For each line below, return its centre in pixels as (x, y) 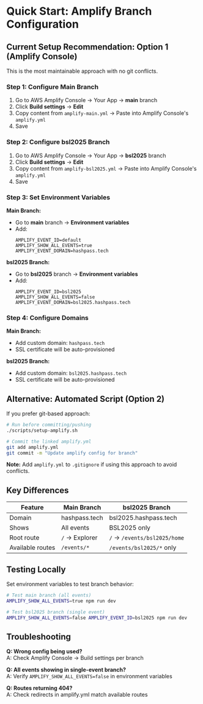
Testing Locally (36, 569)
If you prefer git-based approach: (48, 413)
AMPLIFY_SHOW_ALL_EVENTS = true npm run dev (61, 601)
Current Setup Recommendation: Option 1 (87, 47)
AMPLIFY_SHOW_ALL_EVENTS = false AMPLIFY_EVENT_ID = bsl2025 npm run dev (97, 618)
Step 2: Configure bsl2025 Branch (58, 142)
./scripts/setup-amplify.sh (42, 430)
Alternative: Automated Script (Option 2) (86, 399)
